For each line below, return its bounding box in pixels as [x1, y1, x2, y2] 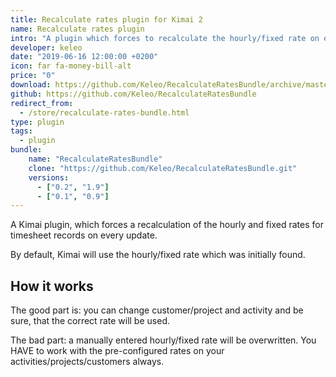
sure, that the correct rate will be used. [10, 315, 170, 327]
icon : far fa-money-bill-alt [10, 61, 132, 71]
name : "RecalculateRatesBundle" [28, 154, 163, 164]
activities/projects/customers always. [10, 356, 165, 368]
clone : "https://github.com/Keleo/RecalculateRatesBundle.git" [28, 163, 298, 173]
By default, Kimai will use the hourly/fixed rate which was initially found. [10, 249, 306, 261]
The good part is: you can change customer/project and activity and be [10, 304, 304, 316]
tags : [10, 126, 33, 136]
